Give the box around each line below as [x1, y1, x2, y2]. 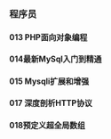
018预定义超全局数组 [9, 119, 86, 130]
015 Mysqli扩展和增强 [9, 76, 90, 86]
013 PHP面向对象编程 [9, 31, 88, 42]
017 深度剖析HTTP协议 [9, 98, 93, 109]
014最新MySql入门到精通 [9, 53, 102, 64]
